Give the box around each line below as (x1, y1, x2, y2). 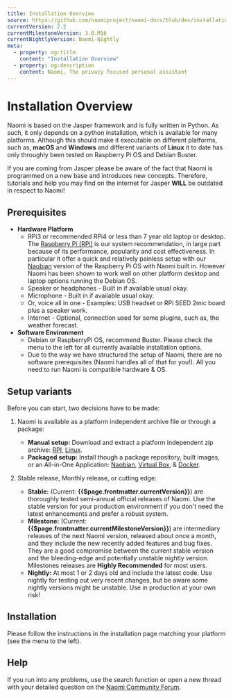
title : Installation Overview (7, 10, 95, 17)
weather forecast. (27, 321, 78, 330)
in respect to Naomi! (7, 186, 65, 195)
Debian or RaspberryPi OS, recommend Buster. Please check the (27, 336, 213, 344)
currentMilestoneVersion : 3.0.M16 (7, 29, 107, 37)
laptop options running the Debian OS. (27, 277, 137, 285)
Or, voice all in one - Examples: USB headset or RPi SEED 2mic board (27, 299, 225, 307)
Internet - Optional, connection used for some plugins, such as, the (27, 314, 220, 322)
